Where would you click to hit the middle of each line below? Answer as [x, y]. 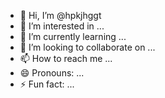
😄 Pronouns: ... [52, 73]
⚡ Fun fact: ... [47, 84]
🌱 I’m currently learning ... [73, 36]
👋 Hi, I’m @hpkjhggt [60, 15]
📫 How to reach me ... [66, 58]
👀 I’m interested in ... [62, 26]
